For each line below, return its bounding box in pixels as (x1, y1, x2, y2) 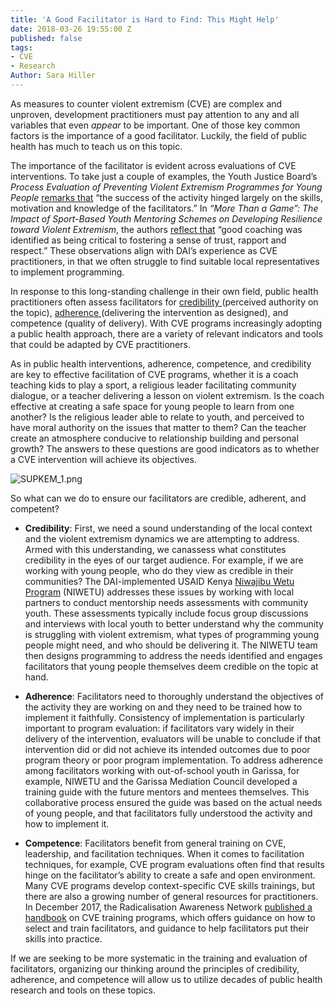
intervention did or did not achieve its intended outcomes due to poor (24, 743, 311, 755)
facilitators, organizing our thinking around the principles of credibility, (10, 962, 300, 975)
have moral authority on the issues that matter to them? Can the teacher (10, 421, 307, 433)
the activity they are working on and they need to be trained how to (24, 701, 303, 713)
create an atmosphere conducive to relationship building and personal (10, 432, 299, 444)
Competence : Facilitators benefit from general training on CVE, (24, 837, 287, 849)
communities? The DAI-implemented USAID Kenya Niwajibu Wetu (24, 575, 295, 587)
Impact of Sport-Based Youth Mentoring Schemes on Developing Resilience (10, 212, 323, 225)
